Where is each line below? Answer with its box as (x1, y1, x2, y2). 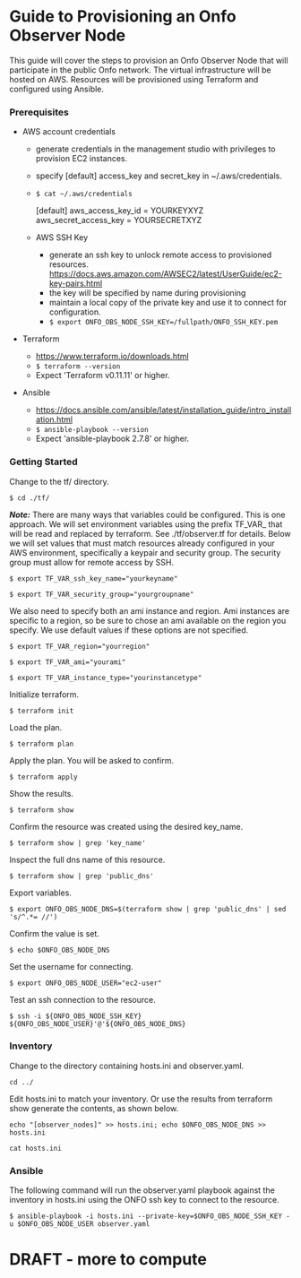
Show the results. (9, 788, 74, 799)
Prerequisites (9, 106, 69, 118)
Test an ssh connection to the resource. (9, 994, 156, 1005)
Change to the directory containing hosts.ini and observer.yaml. (9, 1060, 245, 1071)
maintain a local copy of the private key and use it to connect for (48, 298, 287, 308)
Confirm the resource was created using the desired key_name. (9, 821, 244, 832)
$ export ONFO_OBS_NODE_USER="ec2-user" (9, 979, 163, 988)
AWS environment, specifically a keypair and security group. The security (9, 547, 281, 557)
